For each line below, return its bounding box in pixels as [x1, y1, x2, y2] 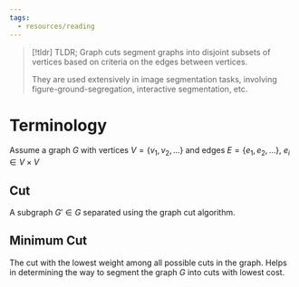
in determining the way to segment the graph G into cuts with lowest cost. [9, 266, 285, 277]
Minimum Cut [9, 233, 88, 249]
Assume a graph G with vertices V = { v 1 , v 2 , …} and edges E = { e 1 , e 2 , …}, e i [9, 145, 290, 158]
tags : [9, 13, 30, 23]
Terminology [9, 115, 107, 136]
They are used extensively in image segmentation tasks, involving [31, 73, 278, 84]
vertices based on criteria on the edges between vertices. [31, 56, 248, 67]
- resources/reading [17, 22, 95, 31]
